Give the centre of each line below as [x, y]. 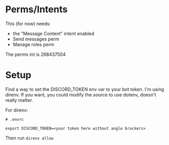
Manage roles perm [33, 44]
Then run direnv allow [30, 138]
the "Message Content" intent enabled [53, 33]
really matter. [19, 100]
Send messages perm [36, 39]
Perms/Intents [36, 9]
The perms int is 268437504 [35, 54]
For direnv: [17, 110]
